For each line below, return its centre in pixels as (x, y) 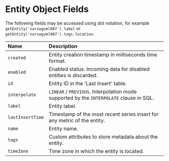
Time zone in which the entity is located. (96, 151)
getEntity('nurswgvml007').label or (43, 28)
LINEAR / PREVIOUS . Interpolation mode (93, 91)
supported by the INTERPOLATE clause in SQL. (101, 98)
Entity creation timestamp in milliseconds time (103, 55)
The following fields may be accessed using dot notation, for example (77, 23)
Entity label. (62, 106)
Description (63, 46)
